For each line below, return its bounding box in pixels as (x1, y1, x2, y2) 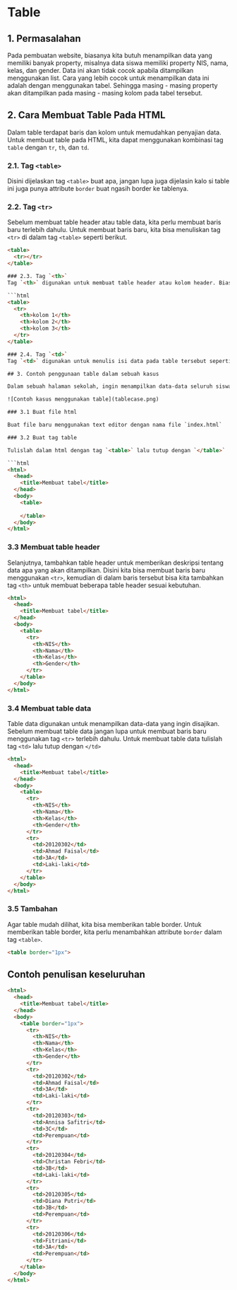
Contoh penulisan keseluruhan (7, 968, 146, 980)
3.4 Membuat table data (7, 703, 92, 713)
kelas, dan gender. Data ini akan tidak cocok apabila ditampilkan (7, 67, 194, 74)
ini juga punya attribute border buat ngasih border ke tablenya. (7, 185, 189, 193)
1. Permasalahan (7, 33, 81, 45)
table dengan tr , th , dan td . (7, 143, 90, 151)
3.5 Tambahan (7, 904, 58, 914)
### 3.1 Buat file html (7, 408, 78, 416)
